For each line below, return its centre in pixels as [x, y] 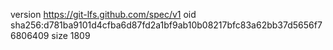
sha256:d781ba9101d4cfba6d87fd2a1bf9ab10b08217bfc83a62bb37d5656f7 [166, 25]
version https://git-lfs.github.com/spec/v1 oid [103, 14]
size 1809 [71, 35]
